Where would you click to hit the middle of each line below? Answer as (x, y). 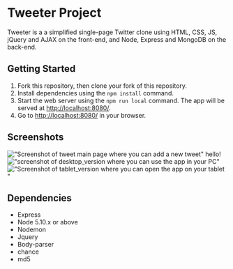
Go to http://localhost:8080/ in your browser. (82, 115)
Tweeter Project (54, 13)
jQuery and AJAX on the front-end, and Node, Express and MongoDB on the (117, 39)
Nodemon (32, 230)
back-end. (22, 47)
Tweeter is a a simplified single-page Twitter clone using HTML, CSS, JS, (112, 32)
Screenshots (36, 137)
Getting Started (42, 69)
